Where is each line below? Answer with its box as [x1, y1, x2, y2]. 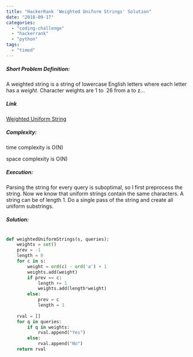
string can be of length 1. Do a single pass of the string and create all [6, 196, 174, 203]
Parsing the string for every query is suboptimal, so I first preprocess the [6, 184, 183, 191]
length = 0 [17, 253, 44, 259]
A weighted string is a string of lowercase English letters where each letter [6, 81, 187, 88]
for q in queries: [17, 319, 62, 324]
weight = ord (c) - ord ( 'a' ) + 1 [27, 263, 107, 269]
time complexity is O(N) [6, 143, 64, 151]
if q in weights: [27, 324, 70, 330]
